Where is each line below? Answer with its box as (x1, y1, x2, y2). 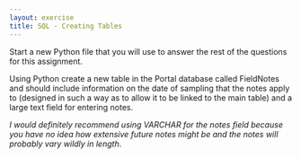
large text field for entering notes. (9, 101, 134, 112)
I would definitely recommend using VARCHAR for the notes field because (9, 118, 283, 130)
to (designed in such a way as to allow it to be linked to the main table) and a (9, 92, 293, 103)
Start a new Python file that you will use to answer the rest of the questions (9, 46, 288, 57)
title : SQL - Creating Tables (9, 22, 123, 31)
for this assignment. (9, 56, 84, 66)
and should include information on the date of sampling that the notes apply (9, 83, 290, 93)
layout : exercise (9, 13, 75, 22)
